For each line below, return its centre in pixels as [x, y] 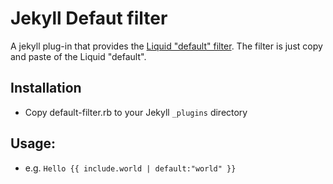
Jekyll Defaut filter [89, 18]
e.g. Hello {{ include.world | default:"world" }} [130, 168]
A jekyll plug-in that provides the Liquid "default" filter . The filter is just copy [166, 46]
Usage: [33, 143]
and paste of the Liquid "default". [78, 56]
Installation [46, 88]
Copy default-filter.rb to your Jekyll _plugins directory [136, 112]
